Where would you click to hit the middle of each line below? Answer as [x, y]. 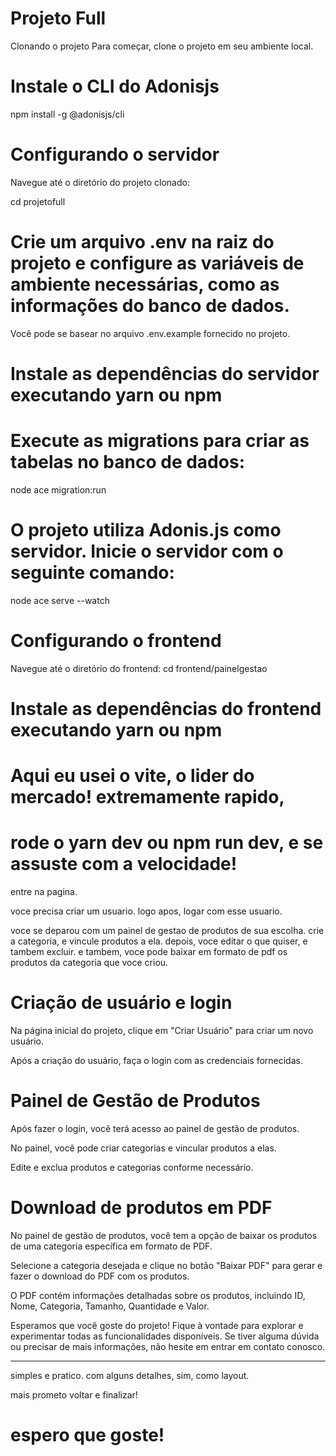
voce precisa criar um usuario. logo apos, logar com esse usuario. [146, 911]
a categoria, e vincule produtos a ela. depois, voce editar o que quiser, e [159, 941]
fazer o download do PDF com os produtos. [100, 1276]
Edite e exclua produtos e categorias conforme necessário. [132, 1167]
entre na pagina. [44, 892]
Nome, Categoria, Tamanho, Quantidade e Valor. [110, 1306]
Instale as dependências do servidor [165, 373]
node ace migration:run [58, 489]
